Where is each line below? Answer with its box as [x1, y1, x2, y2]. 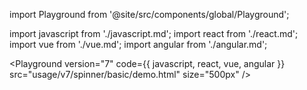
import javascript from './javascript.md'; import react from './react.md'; [9, 28, 299, 39]
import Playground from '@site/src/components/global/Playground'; [9, 9, 290, 20]
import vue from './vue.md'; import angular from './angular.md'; [9, 39, 268, 50]
